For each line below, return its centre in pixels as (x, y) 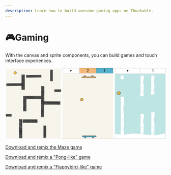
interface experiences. (29, 61)
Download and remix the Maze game (44, 147)
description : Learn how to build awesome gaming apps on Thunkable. (79, 11)
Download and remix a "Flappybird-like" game (54, 167)
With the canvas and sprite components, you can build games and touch (81, 55)
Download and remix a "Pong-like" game (48, 157)
